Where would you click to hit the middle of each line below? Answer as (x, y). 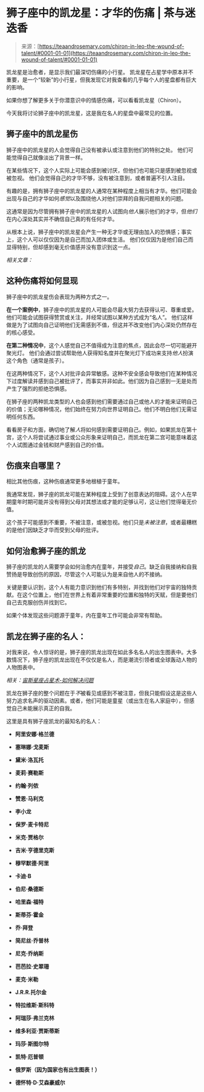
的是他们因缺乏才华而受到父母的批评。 (54, 530)
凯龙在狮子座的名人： (46, 636)
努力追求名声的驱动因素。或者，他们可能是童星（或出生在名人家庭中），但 (98, 701)
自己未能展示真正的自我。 (43, 708)
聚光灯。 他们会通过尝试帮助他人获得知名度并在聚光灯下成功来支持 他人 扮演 (100, 353)
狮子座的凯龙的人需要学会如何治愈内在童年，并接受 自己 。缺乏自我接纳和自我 (102, 567)
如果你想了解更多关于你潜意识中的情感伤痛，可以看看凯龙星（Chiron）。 (95, 100)
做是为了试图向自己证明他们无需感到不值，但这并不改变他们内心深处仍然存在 (102, 325)
